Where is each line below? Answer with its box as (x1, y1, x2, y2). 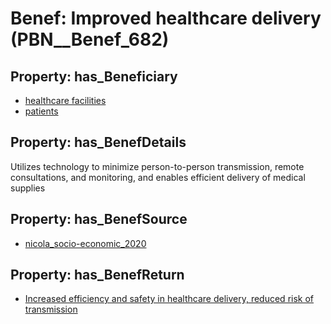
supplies (10, 182, 46, 194)
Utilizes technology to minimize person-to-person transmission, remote (10, 160, 305, 172)
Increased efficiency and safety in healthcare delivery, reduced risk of (24, 293, 315, 305)
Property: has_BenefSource (10, 211, 188, 228)
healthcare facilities (24, 95, 107, 106)
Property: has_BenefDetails (10, 134, 187, 151)
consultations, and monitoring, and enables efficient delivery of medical (10, 171, 306, 183)
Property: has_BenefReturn (10, 267, 185, 284)
